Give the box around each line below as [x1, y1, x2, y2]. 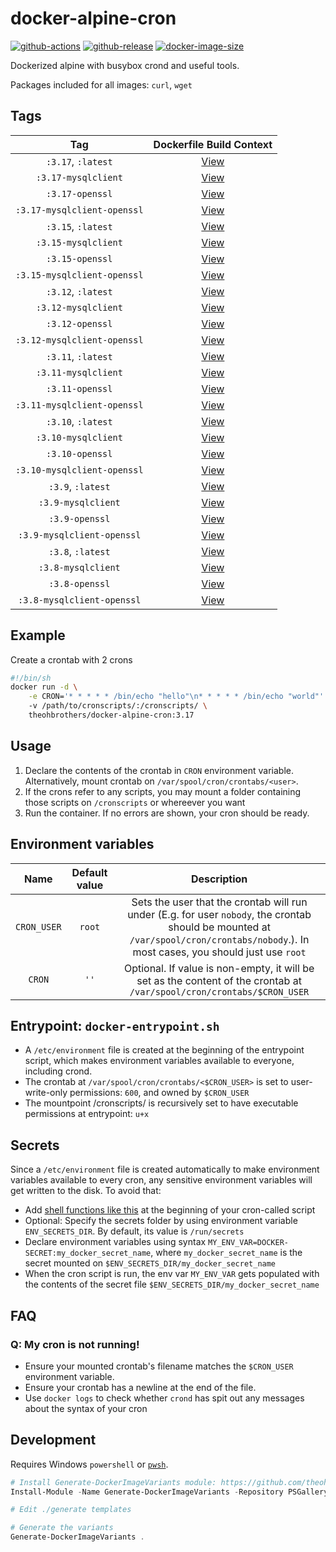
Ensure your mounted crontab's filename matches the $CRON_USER [24, 1360, 294, 1372]
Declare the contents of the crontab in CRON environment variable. [24, 764, 294, 776]
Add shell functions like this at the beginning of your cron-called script [24, 1204, 316, 1216]
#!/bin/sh [10, 673, 52, 683]
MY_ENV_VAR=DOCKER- [208, 1238, 289, 1248]
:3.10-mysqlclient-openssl [15, 464, 144, 476]
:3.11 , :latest [45, 349, 113, 363]
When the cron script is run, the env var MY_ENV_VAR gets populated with [24, 1268, 320, 1280]
